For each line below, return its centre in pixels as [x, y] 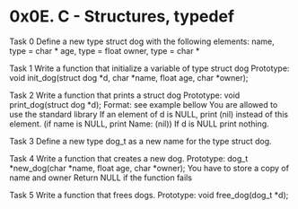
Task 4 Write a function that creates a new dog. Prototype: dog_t [129, 158]
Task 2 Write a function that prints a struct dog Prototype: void [125, 95]
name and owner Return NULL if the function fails [101, 178]
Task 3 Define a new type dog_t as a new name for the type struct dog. [140, 141]
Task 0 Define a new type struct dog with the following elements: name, [142, 41]
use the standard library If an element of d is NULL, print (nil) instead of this [149, 114]
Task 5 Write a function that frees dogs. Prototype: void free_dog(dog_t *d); [149, 195]
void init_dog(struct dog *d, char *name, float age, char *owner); [129, 77]
